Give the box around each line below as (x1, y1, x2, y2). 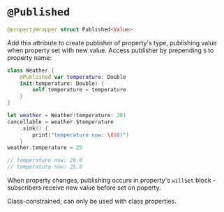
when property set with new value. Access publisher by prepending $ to (7, 46, 214, 54)
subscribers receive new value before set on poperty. (7, 183, 162, 192)
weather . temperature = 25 (7, 144, 82, 151)
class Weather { (7, 67, 54, 74)
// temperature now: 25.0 (7, 163, 82, 171)
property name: (7, 53, 52, 61)
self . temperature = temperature (32, 86, 127, 93)
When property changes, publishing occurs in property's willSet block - (7, 176, 216, 185)
